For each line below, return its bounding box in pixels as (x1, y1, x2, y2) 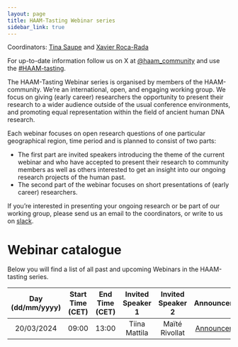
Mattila (125, 328, 149, 338)
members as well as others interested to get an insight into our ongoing (17, 166, 226, 174)
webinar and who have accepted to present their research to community (17, 158, 229, 166)
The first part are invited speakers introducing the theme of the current (17, 150, 225, 159)
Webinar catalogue (7, 241, 122, 258)
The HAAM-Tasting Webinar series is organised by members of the (7, 78, 203, 86)
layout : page (7, 10, 46, 18)
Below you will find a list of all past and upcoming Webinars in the (7, 265, 199, 273)
